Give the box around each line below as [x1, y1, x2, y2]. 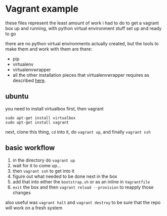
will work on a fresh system [5, 204, 63, 211]
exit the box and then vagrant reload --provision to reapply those [12, 184, 154, 190]
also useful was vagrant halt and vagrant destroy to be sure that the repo [5, 199, 161, 205]
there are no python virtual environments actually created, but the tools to [5, 40, 159, 46]
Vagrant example [5, 3, 78, 15]
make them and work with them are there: [5, 46, 93, 52]
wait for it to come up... [12, 162, 61, 168]
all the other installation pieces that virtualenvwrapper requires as [12, 72, 149, 78]
